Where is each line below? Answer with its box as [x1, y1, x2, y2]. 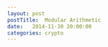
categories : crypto [7, 29, 64, 37]
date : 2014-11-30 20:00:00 [7, 23, 92, 30]
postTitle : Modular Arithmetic [7, 17, 101, 23]
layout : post [7, 10, 45, 17]
